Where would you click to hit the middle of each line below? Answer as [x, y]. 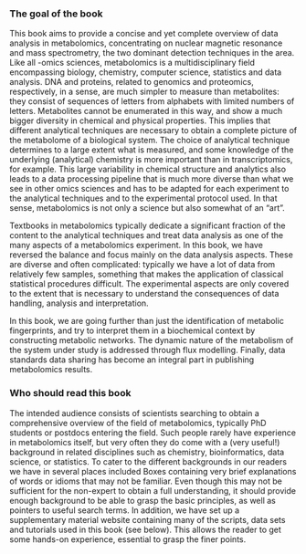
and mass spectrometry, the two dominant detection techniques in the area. [152, 53]
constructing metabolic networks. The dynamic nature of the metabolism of [152, 340]
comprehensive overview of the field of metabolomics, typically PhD [138, 423]
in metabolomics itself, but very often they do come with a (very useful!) [145, 442]
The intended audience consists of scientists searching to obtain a [135, 413]
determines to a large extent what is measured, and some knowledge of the [152, 150]
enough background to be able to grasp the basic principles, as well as [142, 500]
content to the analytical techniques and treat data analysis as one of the [147, 235]
